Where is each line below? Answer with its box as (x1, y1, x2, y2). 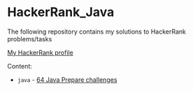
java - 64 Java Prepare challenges (17, 75, 117, 84)
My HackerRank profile (7, 48, 73, 57)
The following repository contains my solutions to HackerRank (7, 27, 187, 36)
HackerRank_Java (7, 4, 115, 20)
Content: (7, 62, 33, 70)
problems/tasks (7, 34, 52, 43)
